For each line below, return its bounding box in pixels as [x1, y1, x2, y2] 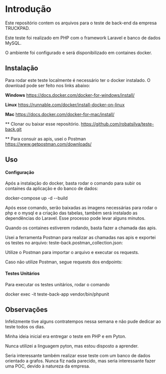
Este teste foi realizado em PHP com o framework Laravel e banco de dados [5, 35, 161, 41]
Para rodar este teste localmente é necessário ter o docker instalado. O [5, 77, 151, 83]
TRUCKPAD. [5, 25, 30, 31]
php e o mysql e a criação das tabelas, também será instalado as [5, 210, 138, 216]
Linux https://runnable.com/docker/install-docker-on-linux [5, 102, 125, 108]
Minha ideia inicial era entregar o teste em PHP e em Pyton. [5, 333, 126, 339]
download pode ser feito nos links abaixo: [5, 82, 90, 88]
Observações [5, 305, 48, 313]
